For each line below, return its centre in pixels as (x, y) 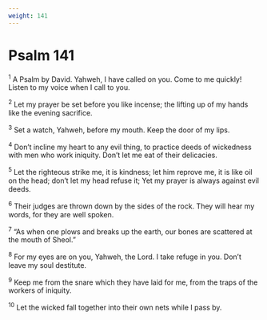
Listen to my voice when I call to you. (69, 87)
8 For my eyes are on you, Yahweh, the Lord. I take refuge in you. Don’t (125, 256)
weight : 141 (28, 16)
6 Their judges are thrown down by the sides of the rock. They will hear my (132, 205)
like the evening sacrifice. (51, 112)
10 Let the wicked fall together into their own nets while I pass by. (115, 307)
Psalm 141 (41, 55)
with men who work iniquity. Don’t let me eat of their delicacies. (113, 155)
